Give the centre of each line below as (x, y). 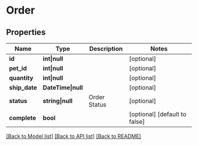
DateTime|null (63, 88)
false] (137, 122)
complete (23, 118)
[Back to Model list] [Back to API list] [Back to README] (74, 136)
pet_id (18, 68)
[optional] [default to (158, 114)
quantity (21, 78)
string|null (57, 101)
